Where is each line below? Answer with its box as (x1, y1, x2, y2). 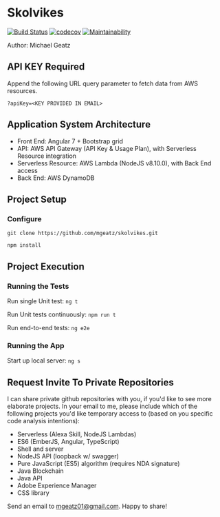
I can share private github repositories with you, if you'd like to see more (7, 395, 212, 403)
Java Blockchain (16, 467, 64, 475)
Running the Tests (7, 281, 69, 291)
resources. (7, 86, 38, 94)
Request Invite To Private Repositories (7, 376, 174, 388)
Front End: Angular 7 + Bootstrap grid (16, 136, 124, 145)
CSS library (16, 489, 49, 497)
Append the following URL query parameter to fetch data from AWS (7, 79, 198, 88)
